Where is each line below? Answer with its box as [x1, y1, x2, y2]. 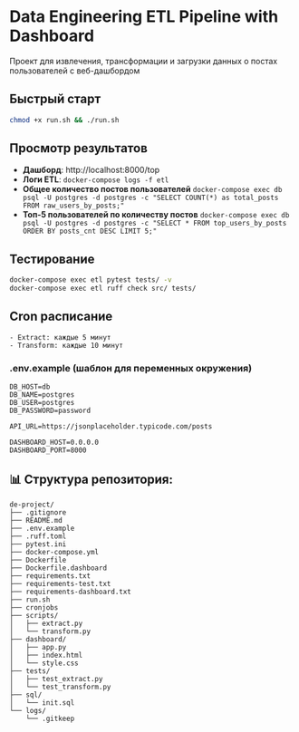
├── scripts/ [9, 611, 59, 620]
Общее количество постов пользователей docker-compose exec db [22, 184, 283, 195]
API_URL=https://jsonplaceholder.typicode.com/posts [9, 422, 213, 431]
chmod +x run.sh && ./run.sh [9, 115, 120, 124]
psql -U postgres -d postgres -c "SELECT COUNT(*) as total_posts [22, 193, 279, 203]
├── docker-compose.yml [9, 547, 100, 556]
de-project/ [9, 500, 54, 509]
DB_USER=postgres [9, 399, 75, 408]
